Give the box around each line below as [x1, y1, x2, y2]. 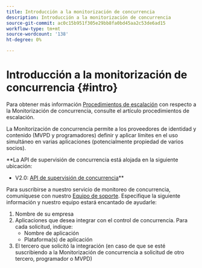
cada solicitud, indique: [14, 223, 74, 230]
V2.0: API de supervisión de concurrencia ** [14, 174, 124, 181]
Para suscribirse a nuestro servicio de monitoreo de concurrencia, [6, 185, 171, 193]
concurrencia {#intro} [6, 81, 118, 95]
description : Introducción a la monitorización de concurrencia [6, 14, 171, 20]
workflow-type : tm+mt [6, 25, 61, 32]
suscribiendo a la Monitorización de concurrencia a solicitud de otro [14, 248, 185, 256]
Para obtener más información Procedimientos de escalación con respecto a [6, 101, 197, 108]
